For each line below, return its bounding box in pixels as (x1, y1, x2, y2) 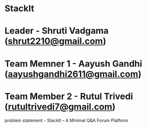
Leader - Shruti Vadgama (4, 25, 109, 37)
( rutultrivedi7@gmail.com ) (4, 101, 116, 112)
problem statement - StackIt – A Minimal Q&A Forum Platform (4, 117, 128, 123)
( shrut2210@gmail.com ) (4, 36, 106, 47)
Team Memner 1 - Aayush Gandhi (4, 58, 143, 69)
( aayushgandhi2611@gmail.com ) (4, 68, 142, 80)
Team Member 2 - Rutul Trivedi (4, 91, 133, 102)
